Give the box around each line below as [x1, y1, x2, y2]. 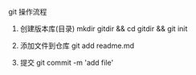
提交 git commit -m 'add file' [19, 58, 114, 67]
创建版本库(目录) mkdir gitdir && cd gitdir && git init [19, 24, 188, 34]
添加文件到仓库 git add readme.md [19, 41, 135, 50]
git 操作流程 [8, 7, 47, 16]
